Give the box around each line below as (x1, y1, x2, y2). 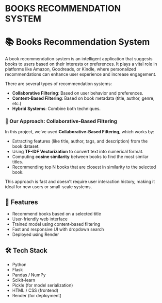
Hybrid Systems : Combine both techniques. (12, 106, 101, 112)
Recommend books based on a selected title (12, 211, 101, 217)
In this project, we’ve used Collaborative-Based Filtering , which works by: (5, 129, 154, 135)
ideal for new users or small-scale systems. (5, 184, 92, 190)
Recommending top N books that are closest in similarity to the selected (12, 164, 156, 170)
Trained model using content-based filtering (12, 221, 100, 227)
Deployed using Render (12, 232, 59, 237)
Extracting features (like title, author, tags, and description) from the (12, 138, 148, 144)
